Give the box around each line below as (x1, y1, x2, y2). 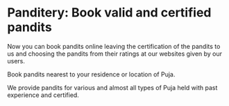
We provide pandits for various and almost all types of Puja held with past (7, 83, 218, 92)
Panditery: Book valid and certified (7, 5, 212, 21)
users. (7, 56, 26, 65)
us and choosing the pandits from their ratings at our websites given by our (7, 50, 223, 58)
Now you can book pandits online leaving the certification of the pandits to (7, 42, 221, 50)
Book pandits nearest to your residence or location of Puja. (7, 70, 176, 78)
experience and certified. (7, 91, 80, 99)
